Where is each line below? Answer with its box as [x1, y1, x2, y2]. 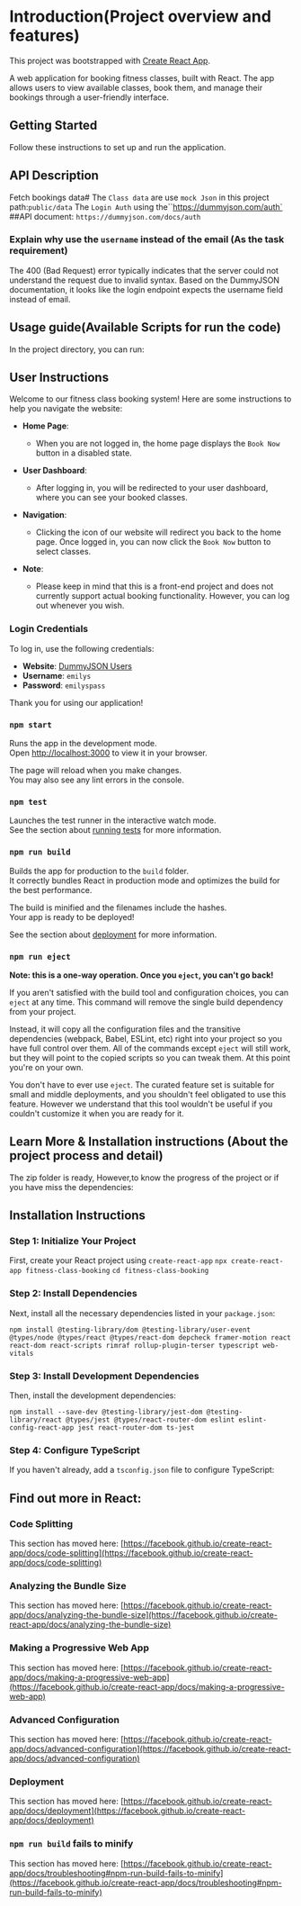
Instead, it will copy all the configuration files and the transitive [9, 1024, 241, 1034]
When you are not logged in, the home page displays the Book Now [35, 438, 280, 449]
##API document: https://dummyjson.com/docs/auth [9, 211, 201, 221]
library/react [9, 1415, 63, 1424]
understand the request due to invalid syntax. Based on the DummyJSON [9, 275, 280, 285]
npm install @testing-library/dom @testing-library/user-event [9, 1325, 252, 1334]
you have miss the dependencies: [9, 1181, 134, 1192]
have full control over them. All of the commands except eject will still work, [9, 1043, 291, 1053]
